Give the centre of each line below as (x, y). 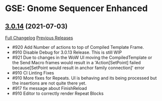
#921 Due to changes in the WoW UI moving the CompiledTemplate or (82, 58)
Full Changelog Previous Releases (39, 38)
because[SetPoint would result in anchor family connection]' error (78, 68)
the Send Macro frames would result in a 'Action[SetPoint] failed (76, 63)
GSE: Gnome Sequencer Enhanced (76, 8)
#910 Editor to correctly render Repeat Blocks (58, 93)
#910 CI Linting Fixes (33, 73)
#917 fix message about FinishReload (49, 88)
